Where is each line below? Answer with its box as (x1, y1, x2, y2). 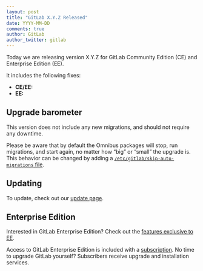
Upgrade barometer (6, 107, 82, 118)
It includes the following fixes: (6, 72, 81, 79)
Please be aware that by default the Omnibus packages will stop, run (6, 142, 178, 149)
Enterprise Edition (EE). (6, 60, 64, 67)
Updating (6, 178, 42, 189)
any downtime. (6, 129, 44, 137)
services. (6, 259, 29, 266)
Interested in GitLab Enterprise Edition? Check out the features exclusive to (6, 228, 194, 235)
